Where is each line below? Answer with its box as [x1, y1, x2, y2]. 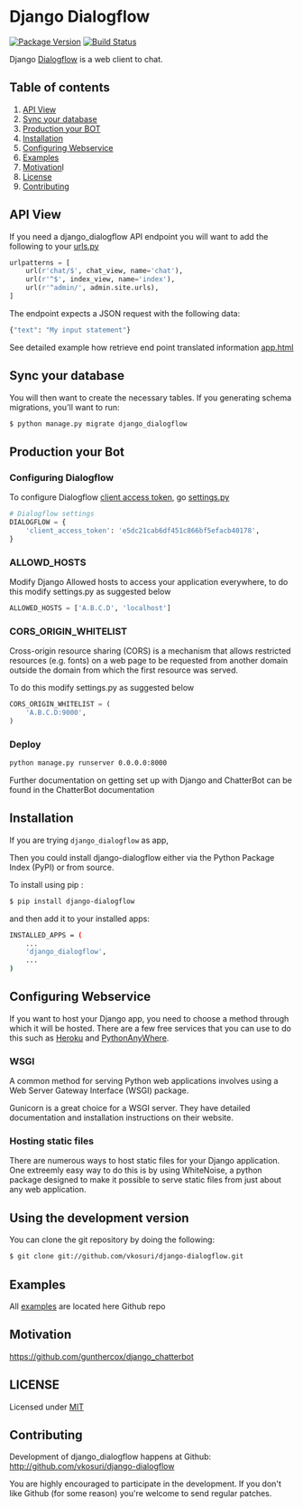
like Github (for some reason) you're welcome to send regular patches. [9, 1488, 272, 1499]
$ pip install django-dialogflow [9, 897, 135, 906]
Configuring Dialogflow [9, 471, 115, 484]
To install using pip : [9, 879, 84, 890]
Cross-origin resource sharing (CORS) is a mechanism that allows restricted [9, 646, 291, 656]
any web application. [9, 1184, 87, 1195]
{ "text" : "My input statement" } [9, 325, 131, 335]
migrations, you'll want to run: [9, 401, 120, 412]
